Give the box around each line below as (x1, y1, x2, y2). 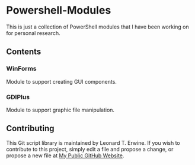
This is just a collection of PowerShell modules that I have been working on (6, 23, 190, 30)
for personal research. (6, 29, 60, 36)
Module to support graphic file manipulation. (6, 106, 114, 113)
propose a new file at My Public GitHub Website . (6, 152, 124, 159)
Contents (6, 47, 41, 57)
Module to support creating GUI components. (6, 78, 117, 85)
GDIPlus (6, 93, 30, 101)
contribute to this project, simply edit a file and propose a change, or (6, 145, 174, 153)
